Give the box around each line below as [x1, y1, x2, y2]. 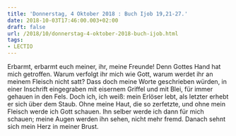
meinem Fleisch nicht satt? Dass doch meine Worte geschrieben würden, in [7, 78, 228, 85]
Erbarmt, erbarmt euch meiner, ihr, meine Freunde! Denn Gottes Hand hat [7, 63, 221, 70]
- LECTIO [7, 43, 33, 50]
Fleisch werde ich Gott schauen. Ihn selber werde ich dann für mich [7, 107, 204, 116]
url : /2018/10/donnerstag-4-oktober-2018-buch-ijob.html [7, 30, 179, 37]
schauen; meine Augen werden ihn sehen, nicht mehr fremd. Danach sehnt [7, 115, 226, 123]
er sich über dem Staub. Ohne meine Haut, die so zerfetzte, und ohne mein [7, 100, 226, 108]
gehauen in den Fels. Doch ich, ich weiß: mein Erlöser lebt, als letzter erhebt [7, 92, 229, 101]
